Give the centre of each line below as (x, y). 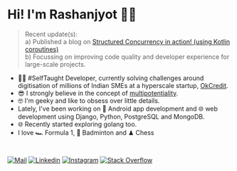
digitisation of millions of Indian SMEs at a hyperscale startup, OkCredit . (123, 85)
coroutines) (42, 49)
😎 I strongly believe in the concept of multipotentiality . (98, 93)
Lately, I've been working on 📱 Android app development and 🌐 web (118, 109)
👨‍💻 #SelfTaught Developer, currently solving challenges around (111, 78)
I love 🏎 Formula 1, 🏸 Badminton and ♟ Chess (86, 132)
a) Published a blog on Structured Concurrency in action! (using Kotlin (127, 41)
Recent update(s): (51, 34)
